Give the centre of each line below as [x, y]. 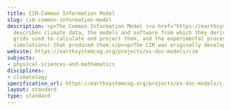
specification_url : [35, 83]
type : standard [29, 96]
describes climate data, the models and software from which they [110, 32]
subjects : [21, 58]
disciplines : [26, 70]
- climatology [27, 77]
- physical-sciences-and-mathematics [61, 64]
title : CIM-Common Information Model [61, 13]
